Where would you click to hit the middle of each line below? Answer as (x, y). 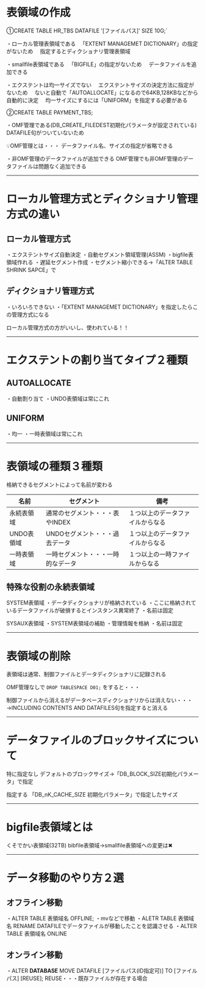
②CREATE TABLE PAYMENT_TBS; (50, 112)
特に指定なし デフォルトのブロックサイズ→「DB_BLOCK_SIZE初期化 (92, 774)
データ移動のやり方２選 (65, 878)
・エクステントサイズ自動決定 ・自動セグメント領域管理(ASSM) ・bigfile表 (100, 254)
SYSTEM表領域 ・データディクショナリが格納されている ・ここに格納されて (101, 603)
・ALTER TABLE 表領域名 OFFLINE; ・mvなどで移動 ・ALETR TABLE (92, 918)
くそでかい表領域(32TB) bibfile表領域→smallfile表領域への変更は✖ (89, 846)
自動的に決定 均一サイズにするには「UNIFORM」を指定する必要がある (97, 100)
